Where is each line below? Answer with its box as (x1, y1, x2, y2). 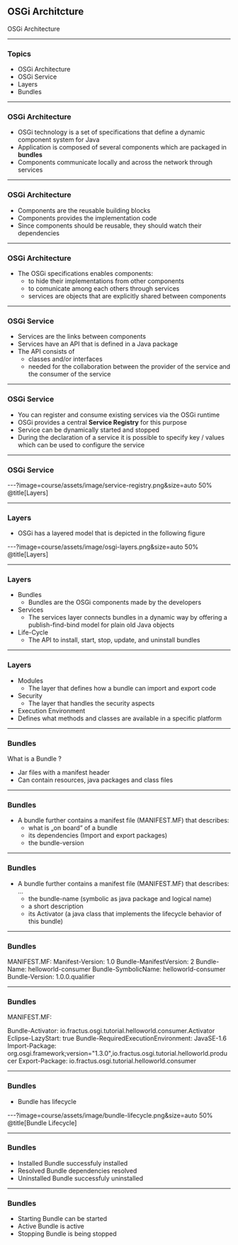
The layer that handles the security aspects (28, 698, 155, 708)
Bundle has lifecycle (17, 1097, 76, 1105)
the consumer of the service (28, 370, 111, 379)
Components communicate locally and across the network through (17, 158, 212, 167)
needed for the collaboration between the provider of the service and (28, 362, 231, 371)
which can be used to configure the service (17, 440, 145, 449)
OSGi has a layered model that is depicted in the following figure (17, 529, 205, 537)
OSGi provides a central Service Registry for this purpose (17, 418, 188, 426)
